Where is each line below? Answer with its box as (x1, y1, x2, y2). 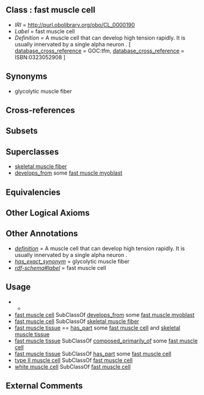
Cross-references (5, 105, 76, 115)
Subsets (5, 126, 38, 136)
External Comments (5, 381, 83, 391)
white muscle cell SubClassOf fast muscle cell (14, 363, 131, 370)
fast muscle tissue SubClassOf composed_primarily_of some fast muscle (14, 337, 198, 344)
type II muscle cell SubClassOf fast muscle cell (14, 357, 133, 364)
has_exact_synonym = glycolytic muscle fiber (14, 258, 129, 265)
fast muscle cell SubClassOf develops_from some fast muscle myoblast (14, 311, 195, 318)
